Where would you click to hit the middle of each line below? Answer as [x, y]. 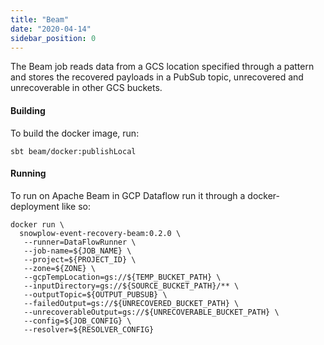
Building [28, 110]
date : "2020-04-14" [51, 29]
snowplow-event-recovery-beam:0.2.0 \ [100, 233]
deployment [35, 206]
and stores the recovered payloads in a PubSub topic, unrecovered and [157, 77]
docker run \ [37, 224]
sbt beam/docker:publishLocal [73, 151]
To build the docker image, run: [75, 133]
